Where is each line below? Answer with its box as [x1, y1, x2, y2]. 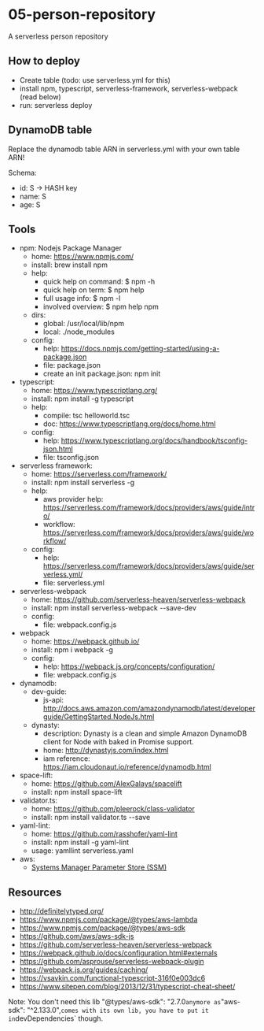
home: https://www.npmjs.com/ [31, 252, 134, 261]
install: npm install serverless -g [31, 478, 135, 488]
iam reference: [42, 754, 90, 763]
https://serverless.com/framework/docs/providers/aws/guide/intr [42, 503, 255, 513]
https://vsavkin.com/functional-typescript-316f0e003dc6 [19, 974, 206, 983]
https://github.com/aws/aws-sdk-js [19, 932, 134, 941]
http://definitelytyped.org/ [19, 907, 104, 916]
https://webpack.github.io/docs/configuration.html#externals [19, 948, 218, 958]
